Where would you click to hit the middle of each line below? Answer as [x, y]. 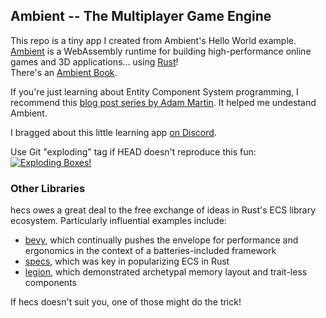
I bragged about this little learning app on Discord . [113, 132]
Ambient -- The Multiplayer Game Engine [141, 16]
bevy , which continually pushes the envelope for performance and [161, 240]
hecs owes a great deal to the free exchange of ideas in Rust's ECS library [163, 210]
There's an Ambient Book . [64, 72]
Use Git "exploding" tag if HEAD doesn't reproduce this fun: [133, 151]
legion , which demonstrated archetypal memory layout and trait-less [166, 272]
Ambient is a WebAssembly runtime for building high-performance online [161, 51]
